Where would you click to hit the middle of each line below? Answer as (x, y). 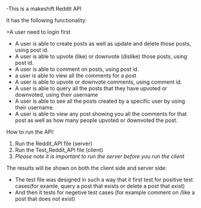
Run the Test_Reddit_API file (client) (59, 150)
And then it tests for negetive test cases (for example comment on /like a (105, 192)
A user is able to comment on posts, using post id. (77, 69)
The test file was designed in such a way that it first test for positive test (104, 179)
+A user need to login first (38, 32)
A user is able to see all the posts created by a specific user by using (100, 101)
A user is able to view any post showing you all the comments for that (101, 114)
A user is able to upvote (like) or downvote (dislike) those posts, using (101, 56)
